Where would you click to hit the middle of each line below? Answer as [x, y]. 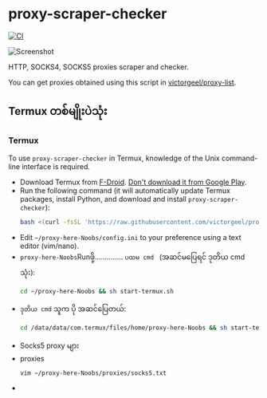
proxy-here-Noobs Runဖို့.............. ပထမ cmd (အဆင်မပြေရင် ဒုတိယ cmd [132, 257]
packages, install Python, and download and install [103, 199]
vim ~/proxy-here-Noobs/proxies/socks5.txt [93, 373]
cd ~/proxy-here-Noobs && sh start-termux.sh [96, 291]
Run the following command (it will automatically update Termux [125, 190]
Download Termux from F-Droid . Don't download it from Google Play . [133, 182]
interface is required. [56, 166]
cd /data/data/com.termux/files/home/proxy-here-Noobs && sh [124, 328]
